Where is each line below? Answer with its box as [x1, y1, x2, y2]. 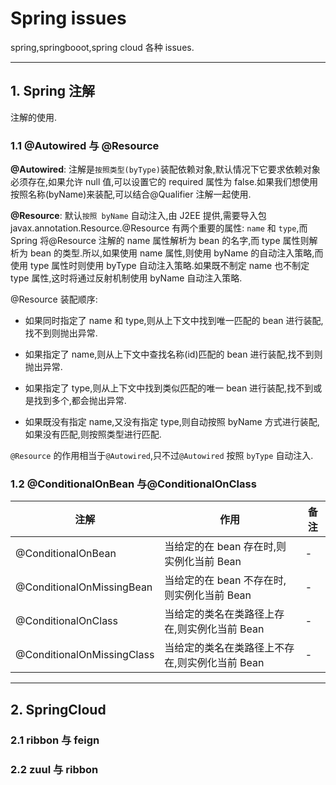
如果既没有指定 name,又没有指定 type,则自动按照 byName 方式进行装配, [24, 416, 320, 428]
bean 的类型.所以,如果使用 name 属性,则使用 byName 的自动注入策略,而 [29, 247, 324, 259]
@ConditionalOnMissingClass [15, 648, 155, 662]
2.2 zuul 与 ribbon [10, 762, 99, 776]
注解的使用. [10, 111, 58, 123]
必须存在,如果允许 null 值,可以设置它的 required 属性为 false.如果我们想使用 [10, 176, 319, 188]
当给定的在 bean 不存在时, [164, 573, 287, 587]
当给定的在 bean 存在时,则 [164, 540, 287, 554]
